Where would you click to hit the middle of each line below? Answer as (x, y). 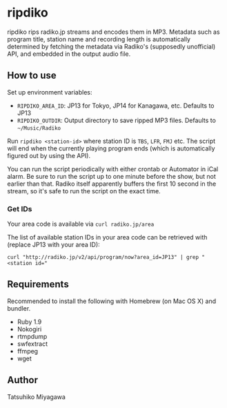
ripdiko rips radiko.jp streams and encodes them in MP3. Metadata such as (113, 32)
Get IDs (20, 208)
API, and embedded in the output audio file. (69, 54)
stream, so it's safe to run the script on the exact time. (84, 191)
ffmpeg (28, 351)
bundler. (19, 308)
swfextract (32, 344)
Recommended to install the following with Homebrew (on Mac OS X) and (112, 301)
